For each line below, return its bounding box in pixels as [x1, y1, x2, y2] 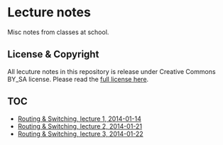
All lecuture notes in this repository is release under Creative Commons [7, 67, 216, 75]
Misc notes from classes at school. [7, 28, 109, 36]
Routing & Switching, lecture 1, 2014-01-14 [17, 114, 142, 123]
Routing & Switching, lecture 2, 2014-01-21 [17, 122, 143, 130]
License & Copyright [7, 48, 99, 60]
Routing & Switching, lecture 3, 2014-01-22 [17, 129, 143, 138]
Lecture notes [7, 4, 91, 21]
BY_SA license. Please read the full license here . [7, 75, 149, 83]
